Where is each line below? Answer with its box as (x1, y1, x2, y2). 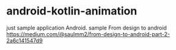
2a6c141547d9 (6, 37, 43, 44)
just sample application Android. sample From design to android (6, 24, 167, 31)
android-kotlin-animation (6, 4, 137, 18)
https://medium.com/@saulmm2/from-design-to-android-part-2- (6, 30, 170, 37)
